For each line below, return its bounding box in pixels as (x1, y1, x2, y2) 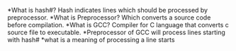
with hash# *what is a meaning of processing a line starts (7, 36, 175, 44)
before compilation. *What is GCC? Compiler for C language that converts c (7, 21, 229, 29)
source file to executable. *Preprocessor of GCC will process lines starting (7, 28, 225, 36)
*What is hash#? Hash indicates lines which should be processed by (7, 6, 208, 14)
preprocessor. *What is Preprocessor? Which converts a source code (7, 13, 211, 22)
